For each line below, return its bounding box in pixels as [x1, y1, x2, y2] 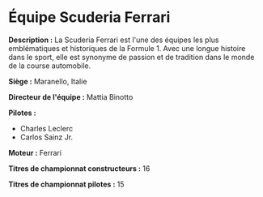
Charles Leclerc [19, 123, 74, 133]
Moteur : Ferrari [8, 148, 62, 157]
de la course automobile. [8, 61, 91, 71]
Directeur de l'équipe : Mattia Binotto [8, 92, 134, 101]
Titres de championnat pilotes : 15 [8, 179, 125, 189]
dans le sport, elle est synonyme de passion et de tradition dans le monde [8, 52, 255, 62]
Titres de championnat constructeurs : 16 [8, 163, 151, 173]
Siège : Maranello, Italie [8, 76, 87, 86]
